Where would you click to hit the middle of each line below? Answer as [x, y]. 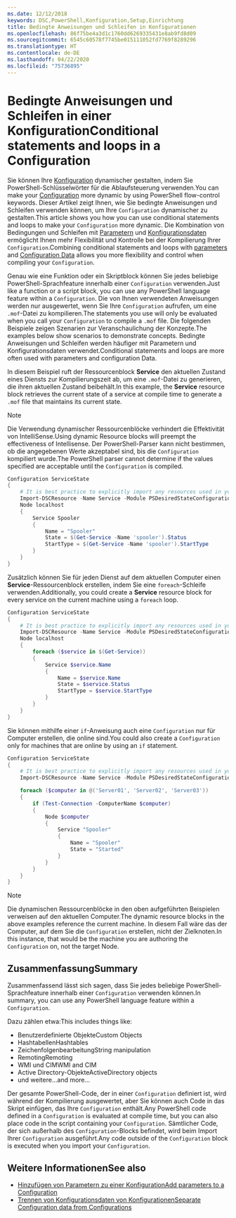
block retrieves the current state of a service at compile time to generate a [115, 394]
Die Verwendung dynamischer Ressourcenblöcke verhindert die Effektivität [116, 429]
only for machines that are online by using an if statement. [93, 745]
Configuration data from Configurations [74, 1207]
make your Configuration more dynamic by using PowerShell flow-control [113, 195]
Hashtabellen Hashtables [53, 1043]
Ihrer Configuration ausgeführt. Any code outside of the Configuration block [118, 1139]
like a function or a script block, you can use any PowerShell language [109, 291]
